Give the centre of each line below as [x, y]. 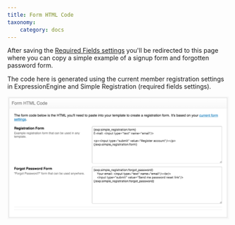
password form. [30, 65]
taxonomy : [22, 22]
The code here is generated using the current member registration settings [116, 79]
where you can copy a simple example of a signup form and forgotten [108, 58]
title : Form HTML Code [40, 15]
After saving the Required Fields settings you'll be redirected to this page [113, 51]
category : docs [42, 30]
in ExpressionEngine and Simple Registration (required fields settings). [109, 86]
